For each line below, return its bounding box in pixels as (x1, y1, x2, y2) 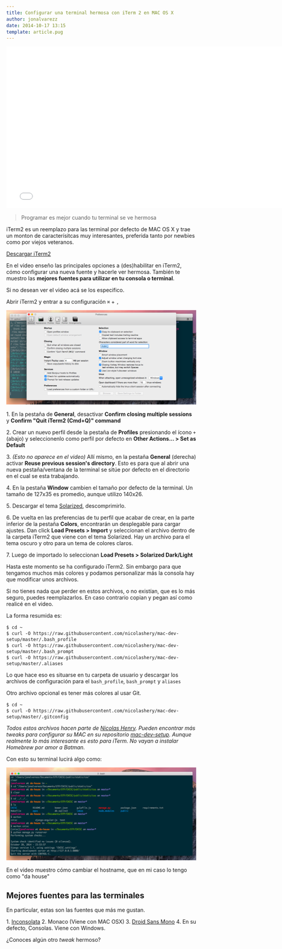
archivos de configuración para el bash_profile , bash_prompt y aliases (6, 677, 181, 685)
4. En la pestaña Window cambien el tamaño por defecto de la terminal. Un (6, 484, 193, 491)
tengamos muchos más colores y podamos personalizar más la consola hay (6, 569, 195, 577)
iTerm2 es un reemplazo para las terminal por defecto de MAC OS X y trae (6, 226, 191, 233)
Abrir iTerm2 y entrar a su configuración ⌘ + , (6, 298, 119, 305)
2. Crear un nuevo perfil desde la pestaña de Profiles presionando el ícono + (6, 429, 196, 436)
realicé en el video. (6, 600, 54, 607)
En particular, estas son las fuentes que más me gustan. (6, 906, 146, 914)
